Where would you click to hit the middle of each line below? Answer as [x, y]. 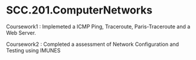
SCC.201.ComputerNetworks [79, 10]
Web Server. [21, 32]
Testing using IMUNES [33, 50]
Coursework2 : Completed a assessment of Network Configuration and [92, 44]
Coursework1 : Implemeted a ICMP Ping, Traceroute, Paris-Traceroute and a [98, 26]
